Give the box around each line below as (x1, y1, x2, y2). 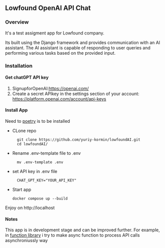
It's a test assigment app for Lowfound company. (5, 30, 104, 36)
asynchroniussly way (5, 238, 48, 244)
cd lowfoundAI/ (17, 142, 48, 147)
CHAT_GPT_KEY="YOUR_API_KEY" (17, 178, 77, 183)
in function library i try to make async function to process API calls (5, 232, 140, 238)
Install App (5, 107, 28, 113)
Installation (5, 62, 33, 69)
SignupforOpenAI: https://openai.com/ (12, 85, 89, 91)
